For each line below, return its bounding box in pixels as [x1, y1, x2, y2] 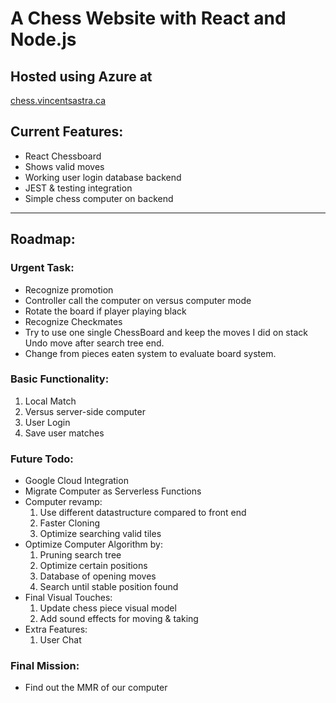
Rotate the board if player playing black [24, 305, 187, 317]
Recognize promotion [24, 283, 114, 296]
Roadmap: [10, 231, 76, 248]
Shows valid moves [24, 160, 105, 172]
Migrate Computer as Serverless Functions [24, 485, 202, 497]
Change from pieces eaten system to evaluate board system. [24, 347, 277, 359]
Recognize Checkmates [24, 315, 123, 327]
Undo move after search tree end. [24, 337, 165, 349]
